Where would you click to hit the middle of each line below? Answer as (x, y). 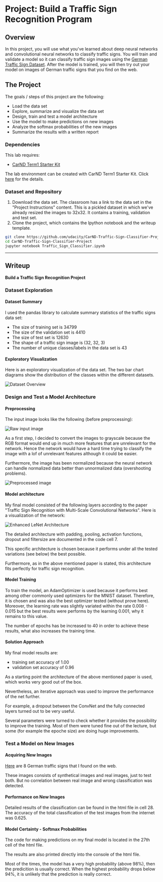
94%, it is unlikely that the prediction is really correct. (58, 874)
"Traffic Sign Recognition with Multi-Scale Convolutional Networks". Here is (81, 510)
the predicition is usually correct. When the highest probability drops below (80, 869)
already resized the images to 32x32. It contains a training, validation (81, 213)
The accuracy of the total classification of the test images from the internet (80, 813)
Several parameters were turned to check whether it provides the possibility (81, 720)
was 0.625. (16, 818)
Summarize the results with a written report (55, 132)
